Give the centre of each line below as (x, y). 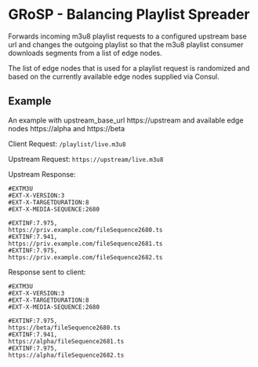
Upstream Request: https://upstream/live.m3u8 (86, 159)
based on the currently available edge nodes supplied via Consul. (114, 76)
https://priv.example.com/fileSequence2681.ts (85, 244)
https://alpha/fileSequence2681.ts (66, 341)
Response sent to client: (47, 272)
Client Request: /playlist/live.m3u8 (67, 144)
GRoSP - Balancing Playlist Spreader (129, 15)
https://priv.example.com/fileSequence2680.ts (85, 229)
